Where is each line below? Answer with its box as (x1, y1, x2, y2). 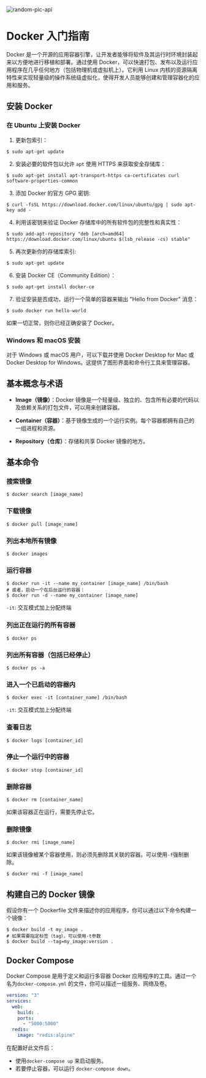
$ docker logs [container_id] (6, 738, 84, 744)
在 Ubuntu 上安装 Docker (6, 121, 81, 130)
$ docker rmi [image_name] (6, 840, 75, 846)
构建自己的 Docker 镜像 (6, 889, 95, 900)
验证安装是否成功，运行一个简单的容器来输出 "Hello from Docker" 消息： (15, 295, 199, 302)
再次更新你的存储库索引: (15, 248, 77, 255)
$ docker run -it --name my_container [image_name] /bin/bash (6, 581, 169, 587)
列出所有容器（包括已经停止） (6, 650, 95, 659)
